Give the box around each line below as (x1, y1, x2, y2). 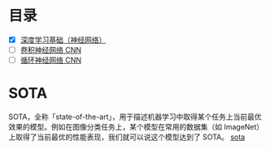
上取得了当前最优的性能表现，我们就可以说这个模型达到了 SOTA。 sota (8, 132, 246, 142)
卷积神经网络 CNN (20, 45, 82, 54)
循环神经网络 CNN (20, 55, 82, 65)
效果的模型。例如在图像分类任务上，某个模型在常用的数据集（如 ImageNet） (8, 122, 264, 132)
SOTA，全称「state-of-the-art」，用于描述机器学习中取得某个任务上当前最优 (8, 112, 262, 121)
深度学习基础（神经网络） (20, 35, 107, 45)
